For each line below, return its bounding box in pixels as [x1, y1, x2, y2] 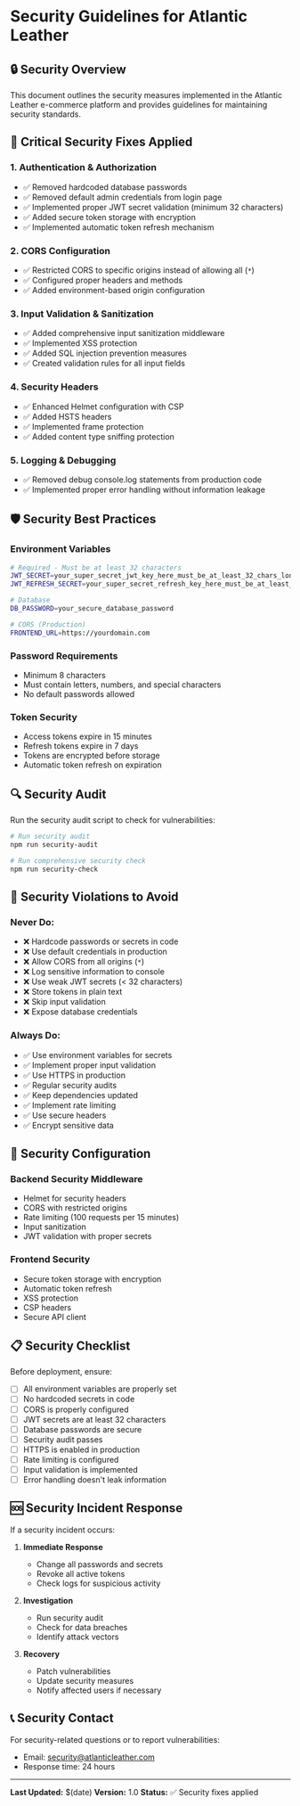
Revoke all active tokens [36, 1568, 126, 1579]
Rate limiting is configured [22, 1454, 119, 1465]
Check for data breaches [36, 1621, 128, 1632]
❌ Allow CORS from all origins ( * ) [22, 956, 145, 967]
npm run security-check [10, 865, 99, 874]
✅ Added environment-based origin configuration [22, 284, 206, 295]
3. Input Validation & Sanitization [10, 308, 154, 320]
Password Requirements [10, 649, 118, 661]
